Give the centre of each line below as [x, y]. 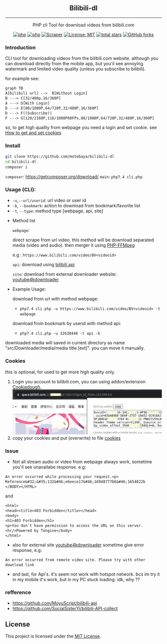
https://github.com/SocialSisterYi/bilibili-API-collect [65, 609]
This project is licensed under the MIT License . [53, 636]
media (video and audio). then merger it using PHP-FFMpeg [74, 245]
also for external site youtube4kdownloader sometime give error [78, 545]
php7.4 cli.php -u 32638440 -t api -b [60, 333]
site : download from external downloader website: [64, 274]
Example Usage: [29, 289]
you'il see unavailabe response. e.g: [49, 467]
